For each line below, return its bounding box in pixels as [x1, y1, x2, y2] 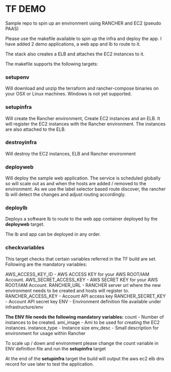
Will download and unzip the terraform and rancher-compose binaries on [5, 85, 159, 91]
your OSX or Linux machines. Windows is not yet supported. [5, 91, 132, 97]
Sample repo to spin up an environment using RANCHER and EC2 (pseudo [5, 20, 162, 26]
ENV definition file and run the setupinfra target [5, 345, 106, 351]
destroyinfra [5, 139, 37, 146]
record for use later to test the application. [5, 361, 94, 367]
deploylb [5, 204, 28, 211]
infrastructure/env [5, 304, 43, 310]
